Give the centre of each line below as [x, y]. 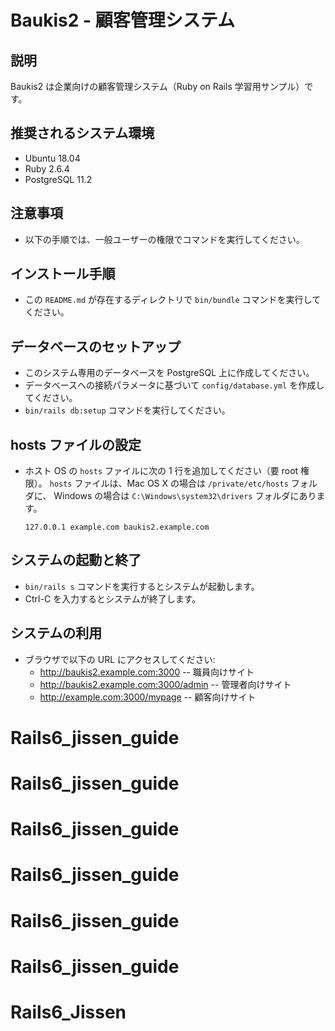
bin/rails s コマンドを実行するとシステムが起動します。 [142, 586]
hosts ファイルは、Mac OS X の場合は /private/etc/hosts [169, 483]
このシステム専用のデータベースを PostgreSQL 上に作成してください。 [169, 373]
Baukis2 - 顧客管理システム [122, 20]
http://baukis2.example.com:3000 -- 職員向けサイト [147, 672]
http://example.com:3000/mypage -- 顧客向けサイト [148, 697]
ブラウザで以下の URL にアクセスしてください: [120, 659]
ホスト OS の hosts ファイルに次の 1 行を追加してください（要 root [161, 471]
